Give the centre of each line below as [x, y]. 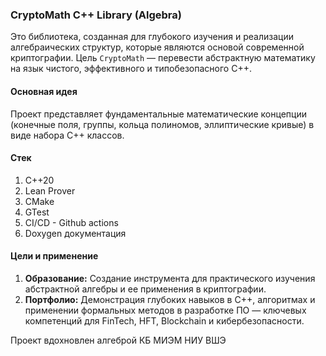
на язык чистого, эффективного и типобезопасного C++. [131, 69]
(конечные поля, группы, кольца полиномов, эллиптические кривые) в [162, 124]
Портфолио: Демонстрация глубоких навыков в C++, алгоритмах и [170, 299]
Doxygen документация [75, 233]
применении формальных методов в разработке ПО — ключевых [165, 310]
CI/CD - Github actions [71, 222]
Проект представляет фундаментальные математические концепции [158, 114]
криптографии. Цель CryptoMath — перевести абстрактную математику [163, 58]
